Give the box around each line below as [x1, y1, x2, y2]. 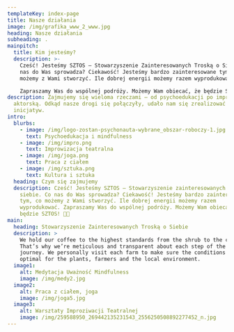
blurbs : [13, 120, 36, 127]
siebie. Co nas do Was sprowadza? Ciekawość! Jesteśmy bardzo [19, 191, 204, 198]
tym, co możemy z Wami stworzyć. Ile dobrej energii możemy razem [19, 198, 217, 205]
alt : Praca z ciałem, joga [19, 288, 98, 295]
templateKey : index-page [7, 10, 79, 17]
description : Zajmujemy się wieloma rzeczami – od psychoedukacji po [7, 94, 214, 101]
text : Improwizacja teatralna [25, 145, 114, 153]
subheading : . [7, 36, 49, 43]
